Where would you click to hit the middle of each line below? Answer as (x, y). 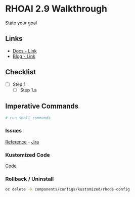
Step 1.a (28, 90)
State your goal (21, 23)
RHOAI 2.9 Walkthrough (56, 9)
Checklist (21, 72)
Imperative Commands (42, 106)
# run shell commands (28, 118)
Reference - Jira (22, 141)
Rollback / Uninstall (30, 179)
